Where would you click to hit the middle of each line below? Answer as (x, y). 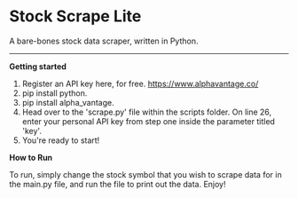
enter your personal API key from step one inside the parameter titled (148, 121)
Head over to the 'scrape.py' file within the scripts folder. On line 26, (147, 112)
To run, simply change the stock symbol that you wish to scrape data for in (145, 174)
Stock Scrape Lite (75, 16)
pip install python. (55, 93)
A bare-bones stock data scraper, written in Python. (104, 41)
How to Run (31, 157)
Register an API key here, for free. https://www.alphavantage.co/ (140, 83)
